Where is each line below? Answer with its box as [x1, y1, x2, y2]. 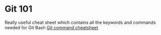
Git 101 [4, 3, 33, 15]
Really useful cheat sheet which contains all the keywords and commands [4, 19, 156, 25]
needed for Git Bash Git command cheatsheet [4, 24, 98, 30]
